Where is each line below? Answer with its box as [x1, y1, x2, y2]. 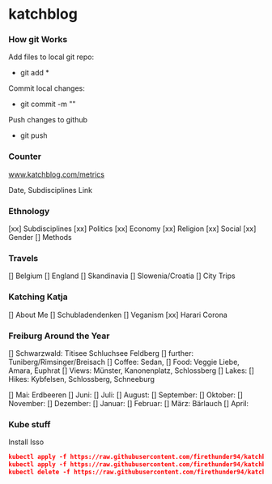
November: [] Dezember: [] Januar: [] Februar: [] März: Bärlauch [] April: [8, 398, 249, 408]
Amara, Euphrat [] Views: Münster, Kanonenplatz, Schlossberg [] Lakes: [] [8, 366, 255, 375]
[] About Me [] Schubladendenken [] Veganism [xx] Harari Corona [8, 310, 228, 319]
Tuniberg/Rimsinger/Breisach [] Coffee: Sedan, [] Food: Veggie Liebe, [8, 357, 240, 366]
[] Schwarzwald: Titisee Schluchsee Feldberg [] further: [8, 348, 194, 358]
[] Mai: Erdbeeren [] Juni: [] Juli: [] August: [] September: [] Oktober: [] [8, 390, 243, 400]
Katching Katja [8, 291, 69, 302]
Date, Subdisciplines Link [8, 185, 93, 195]
